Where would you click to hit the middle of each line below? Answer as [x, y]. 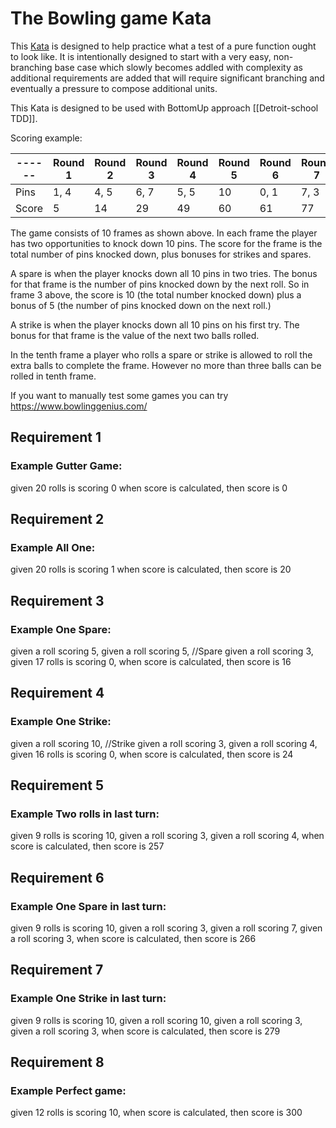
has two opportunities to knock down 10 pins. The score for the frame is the [166, 243]
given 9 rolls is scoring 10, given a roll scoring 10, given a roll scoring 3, [156, 1020]
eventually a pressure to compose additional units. [114, 88]
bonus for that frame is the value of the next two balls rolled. [135, 335]
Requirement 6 [57, 877]
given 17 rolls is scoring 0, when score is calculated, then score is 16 [151, 661]
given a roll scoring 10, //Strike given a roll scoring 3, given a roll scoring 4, [164, 743]
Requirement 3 [57, 600]
